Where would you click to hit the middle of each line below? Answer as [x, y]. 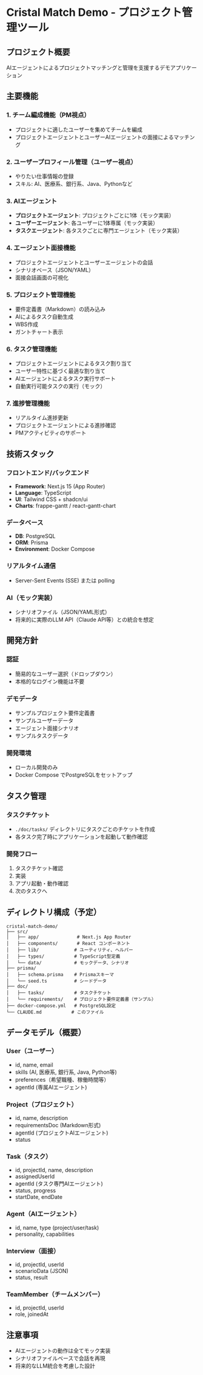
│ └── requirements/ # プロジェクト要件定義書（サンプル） [81, 1000]
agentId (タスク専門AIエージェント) [59, 1184]
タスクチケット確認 [39, 868]
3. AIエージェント [32, 201]
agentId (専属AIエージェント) [51, 1087]
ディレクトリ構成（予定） [54, 912]
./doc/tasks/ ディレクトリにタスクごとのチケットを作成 [85, 829]
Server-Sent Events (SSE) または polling [65, 580]
